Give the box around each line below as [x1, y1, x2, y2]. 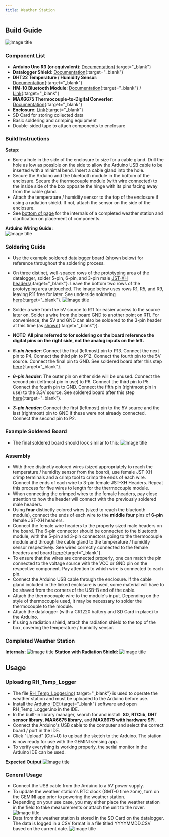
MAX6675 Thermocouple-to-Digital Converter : [12, 95, 114, 102]
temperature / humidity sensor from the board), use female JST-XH [12, 469, 152, 475]
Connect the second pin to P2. [12, 415, 76, 422]
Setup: [5, 147, 20, 153]
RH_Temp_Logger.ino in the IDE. [12, 706, 79, 712]
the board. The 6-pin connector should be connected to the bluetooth [12, 528, 158, 534]
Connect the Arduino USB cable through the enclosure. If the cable [12, 576, 152, 582]
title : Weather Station [5, 7, 55, 13]
